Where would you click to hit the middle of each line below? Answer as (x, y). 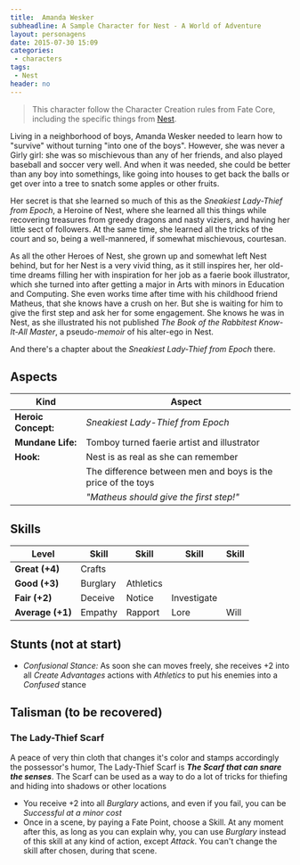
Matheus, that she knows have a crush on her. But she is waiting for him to (147, 303)
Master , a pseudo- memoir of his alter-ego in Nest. (122, 332)
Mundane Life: (46, 442)
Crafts (93, 569)
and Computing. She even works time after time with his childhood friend (144, 293)
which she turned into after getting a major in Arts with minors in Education (147, 284)
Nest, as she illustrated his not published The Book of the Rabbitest (134, 322)
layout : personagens (49, 34)
